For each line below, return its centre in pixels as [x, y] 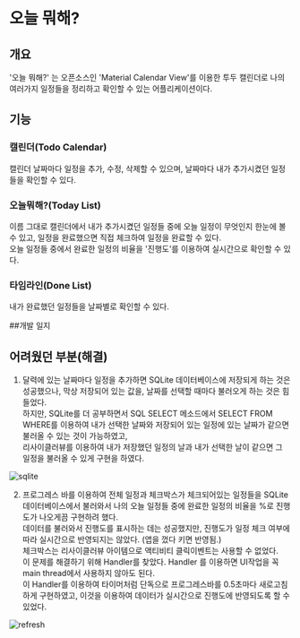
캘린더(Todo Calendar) [58, 147]
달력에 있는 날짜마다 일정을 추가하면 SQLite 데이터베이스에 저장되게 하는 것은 [156, 380]
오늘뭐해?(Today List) [55, 205]
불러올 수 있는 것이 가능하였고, [75, 436]
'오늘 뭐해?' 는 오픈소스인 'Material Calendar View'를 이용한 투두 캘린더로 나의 [147, 78]
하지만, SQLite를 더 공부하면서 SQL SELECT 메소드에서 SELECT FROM [147, 414]
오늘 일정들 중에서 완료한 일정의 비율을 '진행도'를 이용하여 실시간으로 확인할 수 [146, 248]
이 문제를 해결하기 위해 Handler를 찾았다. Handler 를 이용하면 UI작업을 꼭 [150, 562]
